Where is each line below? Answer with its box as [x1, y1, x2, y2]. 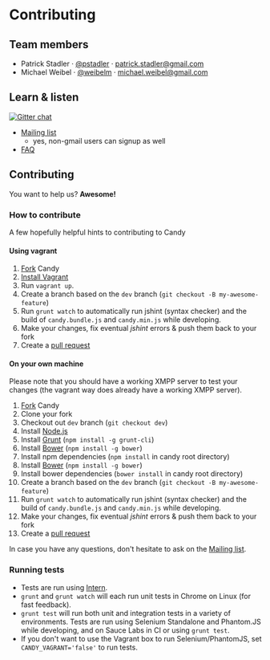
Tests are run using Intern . [20, 582, 108, 592]
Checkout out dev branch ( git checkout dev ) [20, 418, 168, 427]
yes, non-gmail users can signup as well [32, 136, 166, 145]
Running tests [9, 564, 65, 576]
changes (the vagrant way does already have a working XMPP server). [9, 385, 243, 395]
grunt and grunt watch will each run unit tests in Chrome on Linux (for [20, 591, 252, 601]
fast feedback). [20, 600, 71, 609]
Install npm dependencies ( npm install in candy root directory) [20, 452, 231, 462]
